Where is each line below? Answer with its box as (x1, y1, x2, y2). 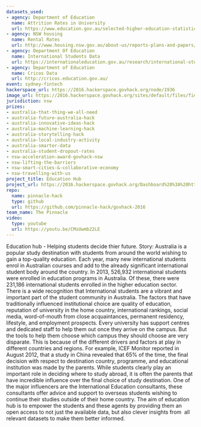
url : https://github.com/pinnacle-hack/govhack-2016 (11, 204, 146, 210)
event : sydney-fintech (6, 82, 63, 88)
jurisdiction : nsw (6, 98, 52, 104)
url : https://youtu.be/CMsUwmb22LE (11, 226, 100, 232)
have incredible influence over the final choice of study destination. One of (6, 376, 190, 384)
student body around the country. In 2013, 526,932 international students (6, 268, 187, 275)
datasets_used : (6, 8, 44, 15)
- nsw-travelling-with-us (6, 170, 71, 177)
